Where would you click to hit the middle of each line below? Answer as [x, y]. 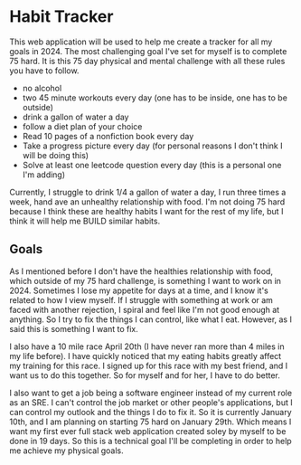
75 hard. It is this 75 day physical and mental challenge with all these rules [147, 61]
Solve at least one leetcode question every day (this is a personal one [152, 165]
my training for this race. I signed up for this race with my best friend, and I [149, 365]
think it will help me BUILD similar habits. [85, 221]
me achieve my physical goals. [66, 451]
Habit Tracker [61, 17]
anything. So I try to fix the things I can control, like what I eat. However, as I [150, 319]
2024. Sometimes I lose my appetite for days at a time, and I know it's [139, 290]
